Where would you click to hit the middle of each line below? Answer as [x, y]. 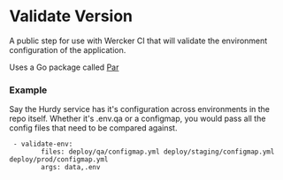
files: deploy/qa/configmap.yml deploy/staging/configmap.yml [158, 152]
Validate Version [71, 16]
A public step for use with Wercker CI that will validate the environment [138, 41]
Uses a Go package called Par [64, 67]
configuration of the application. [68, 49]
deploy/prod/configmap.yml [59, 160]
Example [28, 90]
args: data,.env [71, 168]
